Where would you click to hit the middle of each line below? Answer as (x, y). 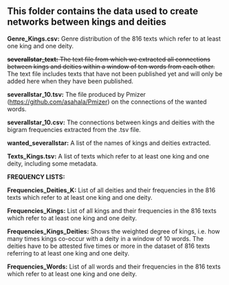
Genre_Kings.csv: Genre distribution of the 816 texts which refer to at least (114, 38)
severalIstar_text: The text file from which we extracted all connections (109, 59)
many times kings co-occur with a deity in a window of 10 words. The (106, 238)
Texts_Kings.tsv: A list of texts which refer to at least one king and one (108, 156)
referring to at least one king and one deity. (68, 253)
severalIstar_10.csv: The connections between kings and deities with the (111, 122)
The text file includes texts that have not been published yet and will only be (115, 73)
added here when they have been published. (70, 81)
